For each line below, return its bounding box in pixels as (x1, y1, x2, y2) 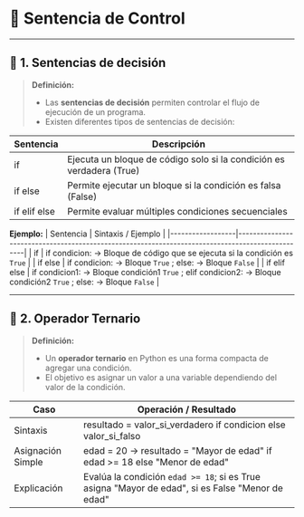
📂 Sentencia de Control (9, 8, 185, 29)
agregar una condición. (44, 362, 132, 373)
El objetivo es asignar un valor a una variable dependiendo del (44, 371, 278, 383)
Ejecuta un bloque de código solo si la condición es (67, 153, 285, 166)
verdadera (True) (67, 164, 140, 177)
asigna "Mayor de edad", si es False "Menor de (82, 482, 283, 494)
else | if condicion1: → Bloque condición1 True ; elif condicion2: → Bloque (9, 266, 282, 277)
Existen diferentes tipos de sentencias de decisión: (44, 116, 235, 127)
